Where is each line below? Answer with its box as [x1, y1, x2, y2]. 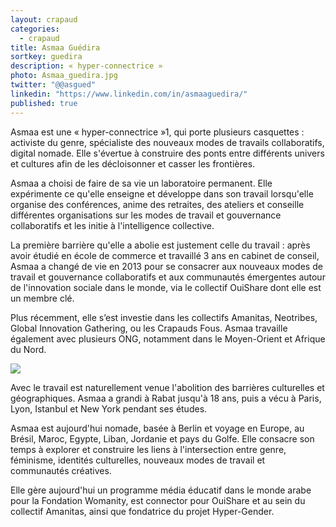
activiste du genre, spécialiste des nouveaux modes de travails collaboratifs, [10, 136, 325, 148]
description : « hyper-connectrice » [10, 61, 163, 71]
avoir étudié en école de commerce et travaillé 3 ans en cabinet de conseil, [10, 249, 320, 261]
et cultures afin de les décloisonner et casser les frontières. [10, 157, 256, 170]
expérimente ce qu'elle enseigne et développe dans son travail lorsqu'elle [10, 187, 314, 200]
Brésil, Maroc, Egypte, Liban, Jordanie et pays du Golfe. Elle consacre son [10, 432, 315, 445]
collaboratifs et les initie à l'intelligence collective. [10, 219, 215, 231]
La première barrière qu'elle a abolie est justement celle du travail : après [10, 239, 311, 251]
